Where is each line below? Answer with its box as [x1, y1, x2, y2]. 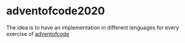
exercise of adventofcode [6, 30, 70, 37]
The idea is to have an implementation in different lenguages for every [6, 24, 180, 31]
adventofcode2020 [6, 4, 105, 18]
